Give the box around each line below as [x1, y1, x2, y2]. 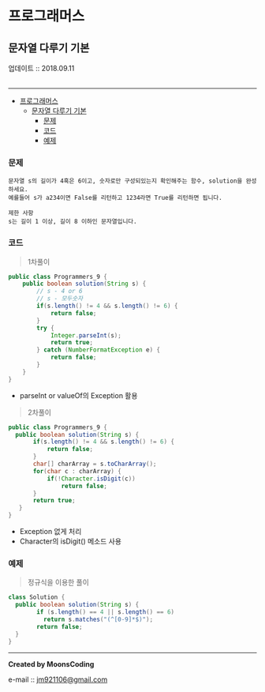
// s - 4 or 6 [36, 288, 83, 295]
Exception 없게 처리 [19, 527, 82, 536]
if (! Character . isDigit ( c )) [47, 475, 136, 483]
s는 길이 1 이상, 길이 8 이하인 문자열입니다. [8, 218, 137, 226]
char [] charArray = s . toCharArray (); [32, 460, 157, 468]
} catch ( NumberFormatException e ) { [36, 346, 160, 354]
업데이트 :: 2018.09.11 [8, 64, 75, 73]
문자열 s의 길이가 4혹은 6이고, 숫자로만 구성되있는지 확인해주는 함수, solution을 [8, 177, 243, 186]
